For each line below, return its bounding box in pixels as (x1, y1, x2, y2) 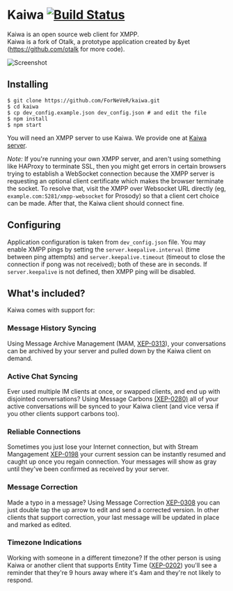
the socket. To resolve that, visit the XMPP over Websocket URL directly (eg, (7, 184, 226, 192)
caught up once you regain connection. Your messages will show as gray (7, 457, 217, 466)
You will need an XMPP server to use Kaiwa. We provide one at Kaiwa (7, 133, 207, 142)
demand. (7, 354, 33, 362)
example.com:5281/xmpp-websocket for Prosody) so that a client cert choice (7, 192, 219, 200)
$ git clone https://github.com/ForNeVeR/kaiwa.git (7, 97, 160, 104)
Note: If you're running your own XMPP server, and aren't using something (7, 154, 221, 163)
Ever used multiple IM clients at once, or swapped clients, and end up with (7, 387, 220, 395)
